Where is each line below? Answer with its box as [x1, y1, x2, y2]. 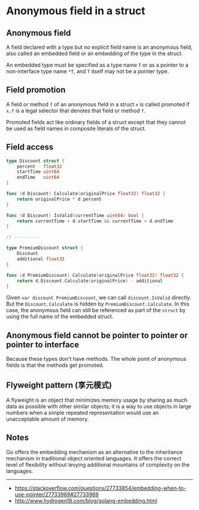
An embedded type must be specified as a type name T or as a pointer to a [6, 61, 188, 68]
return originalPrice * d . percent [17, 196, 102, 202]
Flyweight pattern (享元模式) [6, 380, 113, 391]
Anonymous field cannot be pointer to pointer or [6, 330, 188, 340]
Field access [6, 142, 54, 152]
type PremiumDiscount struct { [6, 245, 84, 251]
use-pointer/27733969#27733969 [14, 490, 99, 498]
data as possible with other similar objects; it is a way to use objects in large [6, 402, 191, 410]
